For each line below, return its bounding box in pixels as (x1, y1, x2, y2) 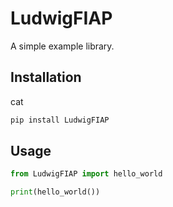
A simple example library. (10, 40, 115, 52)
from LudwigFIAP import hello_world (10, 169, 163, 179)
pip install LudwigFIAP (10, 115, 110, 125)
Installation (10, 69, 82, 86)
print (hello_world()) (10, 187, 101, 197)
